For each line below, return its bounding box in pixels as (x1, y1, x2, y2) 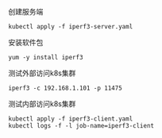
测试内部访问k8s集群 (8, 99, 76, 109)
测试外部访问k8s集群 (8, 68, 76, 78)
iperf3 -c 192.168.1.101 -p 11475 (8, 84, 123, 92)
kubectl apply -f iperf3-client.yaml (8, 115, 133, 123)
